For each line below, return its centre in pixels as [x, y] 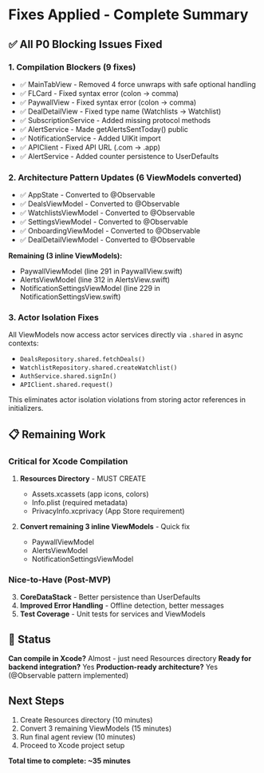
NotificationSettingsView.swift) [70, 297]
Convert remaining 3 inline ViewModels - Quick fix [104, 527]
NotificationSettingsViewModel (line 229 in [90, 289]
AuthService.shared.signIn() [68, 377]
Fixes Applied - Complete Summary [128, 15]
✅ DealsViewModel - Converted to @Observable [100, 204]
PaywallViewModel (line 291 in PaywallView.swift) [101, 271]
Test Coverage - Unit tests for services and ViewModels [112, 614]
